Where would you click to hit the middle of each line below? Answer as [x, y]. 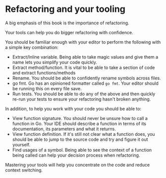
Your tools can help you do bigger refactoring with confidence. [69, 32]
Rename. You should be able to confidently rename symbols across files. [86, 78]
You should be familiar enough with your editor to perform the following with [83, 42]
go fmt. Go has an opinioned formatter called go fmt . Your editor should [85, 83]
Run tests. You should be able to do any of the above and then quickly [84, 94]
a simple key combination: [32, 47]
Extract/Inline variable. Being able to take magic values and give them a [85, 57]
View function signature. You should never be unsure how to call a [80, 118]
